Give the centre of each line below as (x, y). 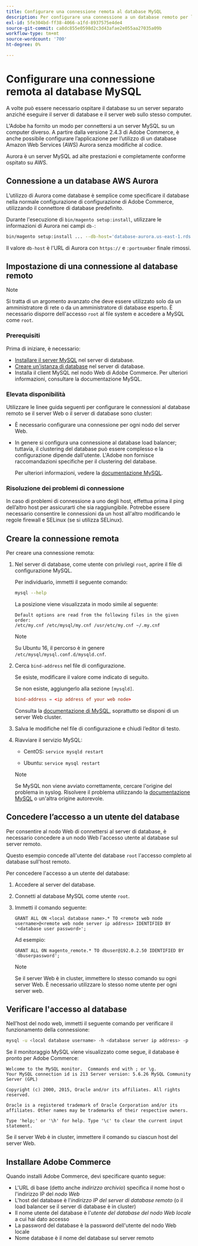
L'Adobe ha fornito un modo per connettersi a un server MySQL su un (90, 125)
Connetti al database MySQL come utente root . (72, 896)
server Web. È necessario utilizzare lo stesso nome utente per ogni (96, 984)
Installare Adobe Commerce (59, 1162)
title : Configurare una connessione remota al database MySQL (84, 12)
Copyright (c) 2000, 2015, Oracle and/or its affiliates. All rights (93, 1090)
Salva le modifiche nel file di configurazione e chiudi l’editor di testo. (98, 728)
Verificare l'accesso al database (67, 1009)
